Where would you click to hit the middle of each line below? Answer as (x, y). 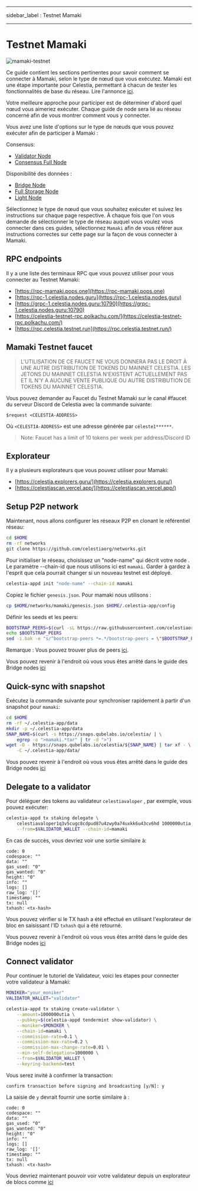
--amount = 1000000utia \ (46, 1014)
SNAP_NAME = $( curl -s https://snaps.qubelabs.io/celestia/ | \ (84, 734)
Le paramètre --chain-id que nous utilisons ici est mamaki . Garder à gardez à (98, 566)
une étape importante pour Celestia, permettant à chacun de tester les (92, 85)
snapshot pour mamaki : (33, 707)
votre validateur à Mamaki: (38, 982)
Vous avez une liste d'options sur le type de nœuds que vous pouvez (90, 126)
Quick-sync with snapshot (56, 686)
